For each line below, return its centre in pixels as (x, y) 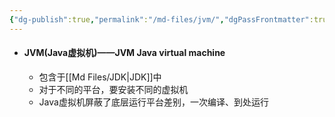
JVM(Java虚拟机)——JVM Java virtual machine (124, 53)
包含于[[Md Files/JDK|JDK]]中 (100, 77)
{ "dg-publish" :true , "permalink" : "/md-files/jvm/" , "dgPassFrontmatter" (159, 19)
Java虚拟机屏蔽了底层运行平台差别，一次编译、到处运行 (153, 102)
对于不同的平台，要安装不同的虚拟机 (113, 89)
